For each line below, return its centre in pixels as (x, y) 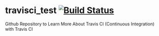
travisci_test (31, 10)
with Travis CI (19, 29)
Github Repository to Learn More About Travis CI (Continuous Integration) (80, 24)
